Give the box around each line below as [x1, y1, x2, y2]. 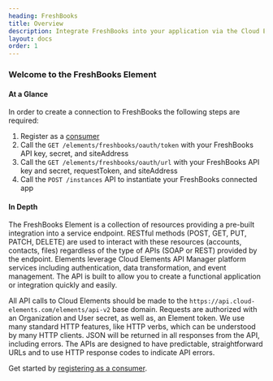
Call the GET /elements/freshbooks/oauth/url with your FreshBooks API [19, 158, 260, 167]
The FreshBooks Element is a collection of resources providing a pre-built [8, 220, 255, 230]
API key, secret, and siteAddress [19, 149, 129, 158]
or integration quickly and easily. [8, 280, 118, 290]
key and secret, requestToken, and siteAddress [19, 166, 178, 175]
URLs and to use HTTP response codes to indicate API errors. [8, 348, 215, 357]
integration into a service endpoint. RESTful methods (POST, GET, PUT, [8, 228, 247, 238]
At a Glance [8, 89, 49, 98]
